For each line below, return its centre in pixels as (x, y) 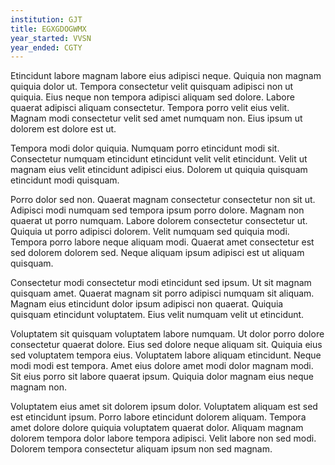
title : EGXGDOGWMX (48, 29)
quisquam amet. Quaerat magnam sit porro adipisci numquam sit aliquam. (162, 293)
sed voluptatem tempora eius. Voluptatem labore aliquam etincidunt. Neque (166, 355)
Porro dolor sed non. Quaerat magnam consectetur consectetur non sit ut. (163, 200)
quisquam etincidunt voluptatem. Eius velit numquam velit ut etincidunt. (157, 315)
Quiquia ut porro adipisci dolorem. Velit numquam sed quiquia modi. (150, 232)
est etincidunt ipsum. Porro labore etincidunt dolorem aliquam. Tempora (158, 417)
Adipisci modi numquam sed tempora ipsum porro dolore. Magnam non (157, 210)
